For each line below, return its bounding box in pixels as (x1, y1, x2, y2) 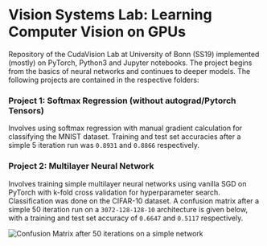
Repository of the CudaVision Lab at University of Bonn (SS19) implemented (8, 49, 260, 59)
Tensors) (8, 105, 44, 116)
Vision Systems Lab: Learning (8, 6, 212, 24)
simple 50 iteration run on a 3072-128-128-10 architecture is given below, (8, 204, 248, 214)
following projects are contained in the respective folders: (8, 75, 199, 84)
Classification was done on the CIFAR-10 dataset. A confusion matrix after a (8, 195, 260, 206)
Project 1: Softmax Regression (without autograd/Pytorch (8, 95, 236, 106)
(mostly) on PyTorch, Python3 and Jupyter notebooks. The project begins (8, 58, 253, 68)
